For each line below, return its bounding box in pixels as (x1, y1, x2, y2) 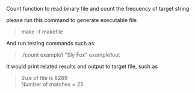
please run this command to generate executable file (6, 17, 137, 23)
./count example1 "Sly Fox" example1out (20, 51, 120, 58)
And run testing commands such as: (6, 40, 96, 46)
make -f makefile (20, 28, 63, 35)
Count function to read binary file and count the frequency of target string (6, 5, 190, 12)
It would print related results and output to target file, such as (6, 63, 158, 70)
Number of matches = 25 (20, 80, 84, 88)
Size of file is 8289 (20, 75, 68, 81)
